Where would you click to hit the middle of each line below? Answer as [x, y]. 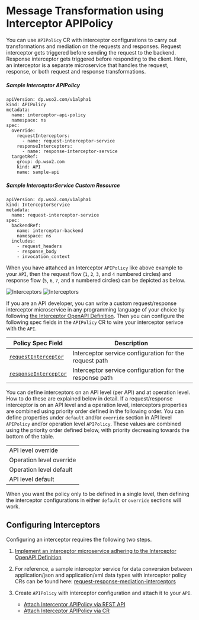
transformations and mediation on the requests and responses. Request [94, 46]
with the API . [22, 328]
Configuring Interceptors [53, 525]
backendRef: [26, 225]
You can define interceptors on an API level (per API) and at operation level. [98, 392]
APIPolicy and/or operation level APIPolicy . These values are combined [94, 424]
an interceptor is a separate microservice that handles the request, [87, 65]
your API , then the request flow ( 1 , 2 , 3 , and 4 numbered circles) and [89, 274]
